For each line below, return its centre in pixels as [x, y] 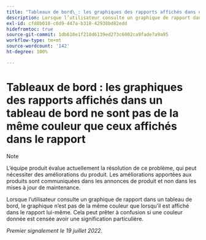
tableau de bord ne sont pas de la [93, 113]
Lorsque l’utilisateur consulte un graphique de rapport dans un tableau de [99, 199]
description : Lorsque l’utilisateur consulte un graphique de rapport [98, 18]
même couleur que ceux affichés [92, 126]
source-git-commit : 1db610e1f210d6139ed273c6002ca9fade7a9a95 [87, 35]
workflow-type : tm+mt [34, 40]
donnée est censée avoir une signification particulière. [75, 219]
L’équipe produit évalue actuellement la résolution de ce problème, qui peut [101, 168]
